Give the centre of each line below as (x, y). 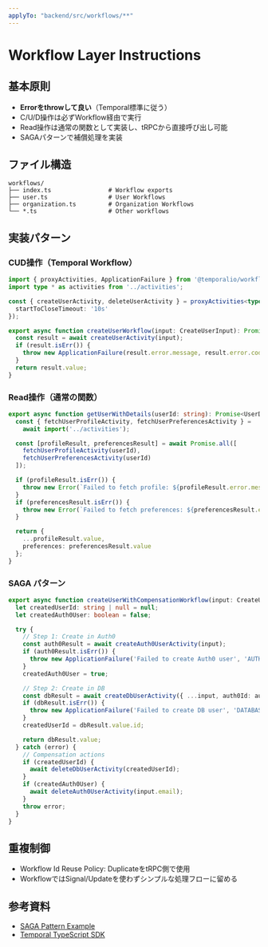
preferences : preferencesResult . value (87, 546)
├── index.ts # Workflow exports (91, 191)
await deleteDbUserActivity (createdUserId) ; (104, 769)
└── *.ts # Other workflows (89, 211)
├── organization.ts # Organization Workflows (101, 204)
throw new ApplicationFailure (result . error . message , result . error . (137, 353)
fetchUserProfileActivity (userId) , (82, 451)
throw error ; (44, 807)
